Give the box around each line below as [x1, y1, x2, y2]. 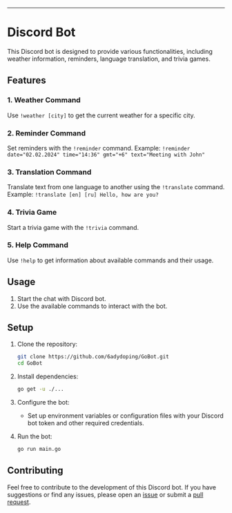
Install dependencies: [17, 372, 79, 380]
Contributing [7, 465, 64, 476]
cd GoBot [17, 360, 43, 367]
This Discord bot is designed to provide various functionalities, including [7, 47, 213, 55]
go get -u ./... [17, 386, 64, 393]
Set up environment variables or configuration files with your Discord [27, 412, 224, 420]
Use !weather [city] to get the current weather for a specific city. [7, 111, 195, 119]
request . [7, 498, 31, 506]
